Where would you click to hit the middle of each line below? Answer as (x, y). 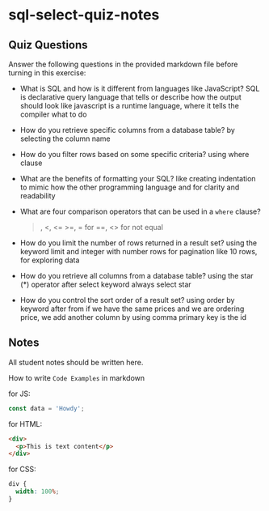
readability (38, 196)
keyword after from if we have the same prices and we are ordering (132, 309)
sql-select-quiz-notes (84, 15)
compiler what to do (53, 114)
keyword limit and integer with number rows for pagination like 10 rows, (139, 251)
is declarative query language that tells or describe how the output (131, 97)
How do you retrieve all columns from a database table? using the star (137, 276)
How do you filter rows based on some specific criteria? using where (134, 154)
